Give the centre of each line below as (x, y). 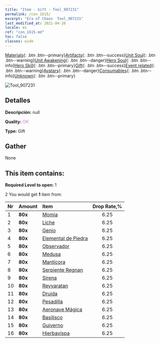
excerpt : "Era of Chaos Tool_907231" (44, 18)
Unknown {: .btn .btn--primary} (45, 75)
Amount (28, 206)
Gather (16, 146)
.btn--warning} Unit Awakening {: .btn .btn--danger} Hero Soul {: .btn (72, 60)
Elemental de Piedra (65, 238)
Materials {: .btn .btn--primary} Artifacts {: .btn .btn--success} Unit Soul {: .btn (80, 55)
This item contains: (35, 173)
